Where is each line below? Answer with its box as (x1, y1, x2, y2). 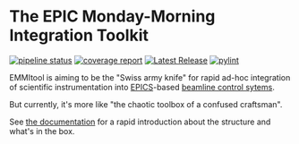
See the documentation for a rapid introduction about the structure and (9, 116, 271, 127)
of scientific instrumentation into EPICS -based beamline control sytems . (9, 81, 275, 92)
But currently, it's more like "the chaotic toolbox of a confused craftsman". (9, 98, 283, 109)
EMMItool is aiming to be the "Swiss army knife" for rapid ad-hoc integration (9, 72, 291, 82)
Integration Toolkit (9, 25, 149, 46)
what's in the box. (9, 125, 75, 136)
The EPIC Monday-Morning (9, 6, 216, 27)
